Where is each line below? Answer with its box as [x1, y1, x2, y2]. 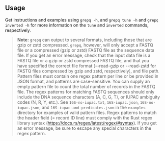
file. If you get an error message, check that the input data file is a [17, 52, 151, 58]
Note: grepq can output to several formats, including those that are [17, 37, 152, 43]
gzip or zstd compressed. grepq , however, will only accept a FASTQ [17, 42, 154, 48]
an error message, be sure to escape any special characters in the [17, 125, 151, 131]
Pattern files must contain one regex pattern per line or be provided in [17, 73, 159, 79]
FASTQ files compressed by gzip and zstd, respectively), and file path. [17, 68, 160, 74]
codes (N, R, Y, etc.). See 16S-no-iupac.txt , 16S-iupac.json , [17, 99, 139, 105]
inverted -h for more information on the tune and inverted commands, [5, 22, 149, 28]
